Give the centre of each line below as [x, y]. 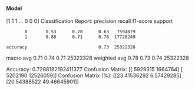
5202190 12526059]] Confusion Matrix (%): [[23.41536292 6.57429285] [94, 75]
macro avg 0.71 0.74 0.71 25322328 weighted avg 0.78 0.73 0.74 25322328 [98, 58]
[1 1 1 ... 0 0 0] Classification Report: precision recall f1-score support [90, 21]
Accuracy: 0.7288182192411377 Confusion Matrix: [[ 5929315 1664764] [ [95, 70]
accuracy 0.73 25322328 [71, 47]
